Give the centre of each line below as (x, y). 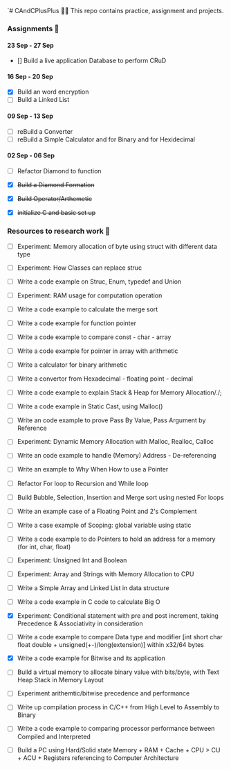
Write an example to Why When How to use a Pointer (93, 469)
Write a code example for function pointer (77, 323)
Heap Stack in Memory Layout (60, 680)
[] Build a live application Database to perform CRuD (92, 61)
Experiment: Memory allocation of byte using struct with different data (117, 246)
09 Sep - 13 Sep (30, 116)
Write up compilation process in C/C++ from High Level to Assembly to (118, 707)
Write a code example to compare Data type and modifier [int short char (120, 637)
